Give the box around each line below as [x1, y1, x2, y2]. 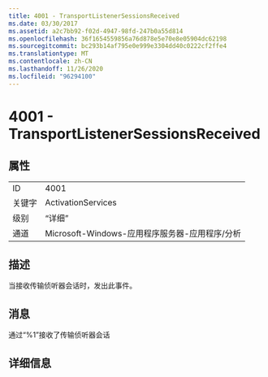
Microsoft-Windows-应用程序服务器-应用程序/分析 [45, 227, 242, 239]
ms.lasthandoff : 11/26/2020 [8, 65, 104, 73]
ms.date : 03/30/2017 [8, 19, 79, 28]
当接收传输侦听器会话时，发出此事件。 [8, 281, 136, 291]
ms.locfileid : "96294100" [8, 72, 96, 80]
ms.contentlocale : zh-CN [8, 58, 93, 66]
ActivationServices [45, 197, 118, 208]
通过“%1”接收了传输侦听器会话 [8, 330, 110, 340]
